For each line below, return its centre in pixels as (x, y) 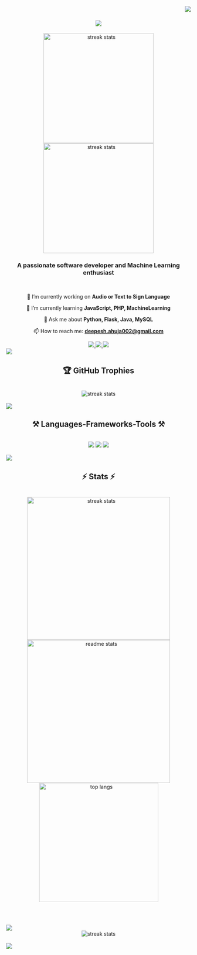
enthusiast (98, 272)
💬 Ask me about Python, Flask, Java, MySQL (98, 320)
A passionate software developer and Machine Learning (98, 265)
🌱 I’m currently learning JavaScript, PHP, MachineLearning (98, 308)
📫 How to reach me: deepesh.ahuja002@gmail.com (98, 331)
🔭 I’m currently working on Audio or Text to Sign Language (98, 297)
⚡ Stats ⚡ (98, 477)
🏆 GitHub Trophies (98, 370)
